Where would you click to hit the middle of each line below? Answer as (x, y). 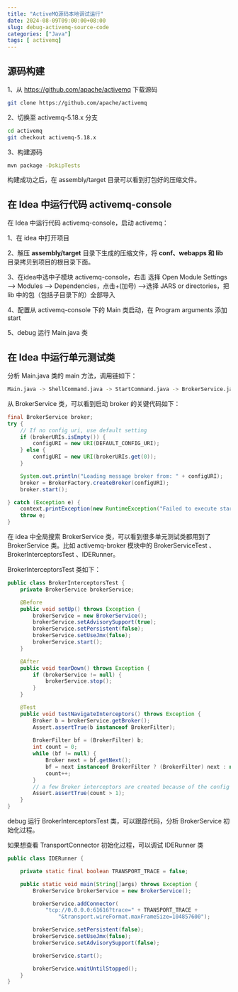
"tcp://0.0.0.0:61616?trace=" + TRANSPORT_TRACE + (121, 910)
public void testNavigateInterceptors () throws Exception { (110, 714)
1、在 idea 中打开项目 (38, 238)
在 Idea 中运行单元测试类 (61, 357)
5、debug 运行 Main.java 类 (48, 333)
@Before (31, 602)
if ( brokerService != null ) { (77, 675)
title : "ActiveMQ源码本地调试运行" (56, 14)
